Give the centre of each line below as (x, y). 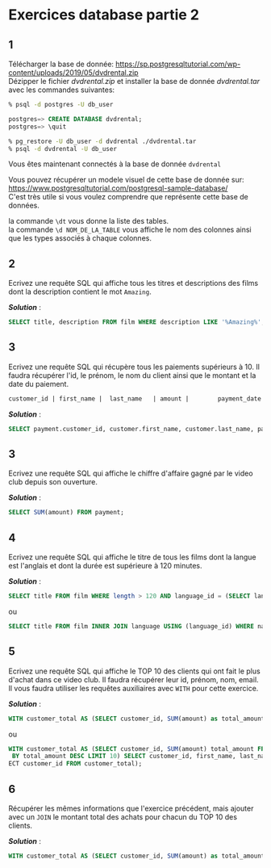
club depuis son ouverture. (53, 482)
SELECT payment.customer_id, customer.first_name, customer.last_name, (131, 429)
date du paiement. (39, 384)
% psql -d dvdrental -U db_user (63, 149)
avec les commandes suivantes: (62, 90)
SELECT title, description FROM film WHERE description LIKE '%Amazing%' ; (137, 322)
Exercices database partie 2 (104, 15)
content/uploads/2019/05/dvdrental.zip (73, 73)
